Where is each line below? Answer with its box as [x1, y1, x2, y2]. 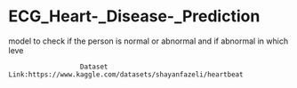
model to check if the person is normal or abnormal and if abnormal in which [8, 36, 289, 46]
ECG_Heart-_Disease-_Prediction [8, 6, 261, 27]
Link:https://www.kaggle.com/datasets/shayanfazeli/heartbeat [8, 69, 244, 79]
